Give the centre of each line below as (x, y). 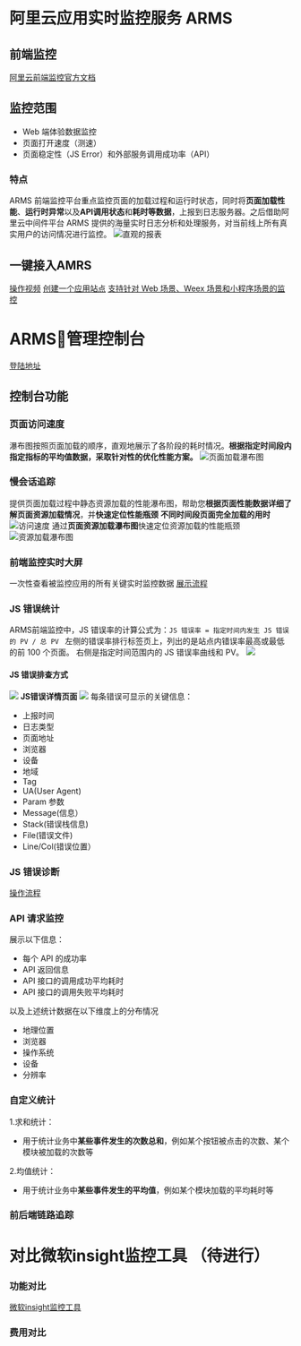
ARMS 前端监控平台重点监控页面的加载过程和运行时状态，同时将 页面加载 (143, 201)
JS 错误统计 (34, 609)
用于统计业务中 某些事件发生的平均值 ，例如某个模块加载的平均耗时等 (148, 1190)
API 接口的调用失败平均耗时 (73, 992)
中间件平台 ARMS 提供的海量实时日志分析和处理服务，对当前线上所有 (152, 223)
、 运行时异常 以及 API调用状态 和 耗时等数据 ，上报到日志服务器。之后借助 (150, 212)
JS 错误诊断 (34, 871)
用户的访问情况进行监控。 (64, 235)
